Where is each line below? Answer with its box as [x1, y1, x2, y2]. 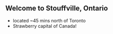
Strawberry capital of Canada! [12, 23, 77, 29]
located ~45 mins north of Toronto [12, 17, 86, 23]
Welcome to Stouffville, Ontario [5, 4, 108, 13]
